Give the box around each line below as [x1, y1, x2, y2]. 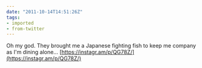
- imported [6, 20, 34, 26]
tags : [6, 14, 20, 20]
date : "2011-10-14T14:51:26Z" [6, 8, 83, 15]
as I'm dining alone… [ [6, 49, 62, 56]
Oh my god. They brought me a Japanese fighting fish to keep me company [6, 42, 197, 49]
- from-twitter [6, 25, 45, 32]
